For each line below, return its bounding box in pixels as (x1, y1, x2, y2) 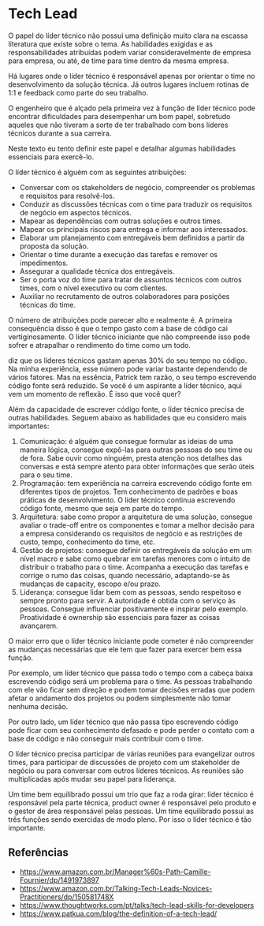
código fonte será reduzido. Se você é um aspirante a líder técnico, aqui (8, 380, 243, 390)
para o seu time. (19, 470, 73, 480)
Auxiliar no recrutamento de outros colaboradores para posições (19, 291, 230, 301)
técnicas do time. (19, 300, 76, 309)
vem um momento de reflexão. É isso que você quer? (8, 389, 181, 398)
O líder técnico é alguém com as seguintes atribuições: (8, 167, 187, 177)
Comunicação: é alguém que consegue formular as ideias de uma (19, 436, 234, 446)
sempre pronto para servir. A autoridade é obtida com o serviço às (19, 596, 236, 605)
